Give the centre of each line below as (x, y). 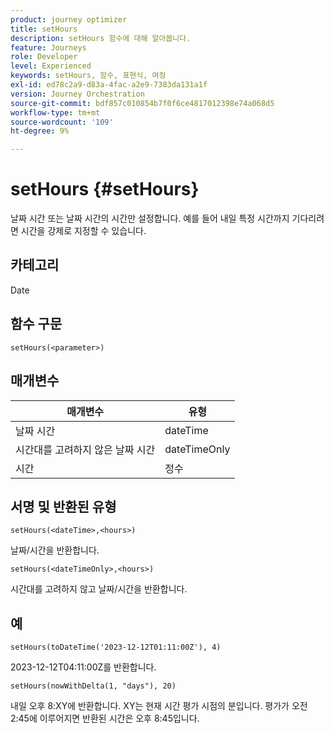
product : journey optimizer (69, 19)
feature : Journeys (48, 47)
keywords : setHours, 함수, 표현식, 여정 (88, 76)
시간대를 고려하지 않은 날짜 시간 (85, 449)
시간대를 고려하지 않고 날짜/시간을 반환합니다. (99, 589)
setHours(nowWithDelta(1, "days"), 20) (93, 686)
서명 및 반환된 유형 (63, 506)
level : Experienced (51, 66)
